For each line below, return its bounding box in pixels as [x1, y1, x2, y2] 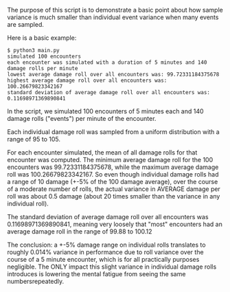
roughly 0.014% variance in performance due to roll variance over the [7, 248, 204, 256]
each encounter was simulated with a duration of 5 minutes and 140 [7, 59, 207, 66]
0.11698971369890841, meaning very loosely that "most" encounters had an [7, 220, 223, 228]
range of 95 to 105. [7, 135, 60, 143]
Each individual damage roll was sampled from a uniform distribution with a [7, 128, 220, 136]
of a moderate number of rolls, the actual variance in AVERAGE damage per [7, 185, 221, 193]
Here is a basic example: [7, 34, 77, 42]
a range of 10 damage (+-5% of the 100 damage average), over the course [7, 178, 218, 186]
